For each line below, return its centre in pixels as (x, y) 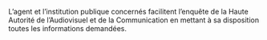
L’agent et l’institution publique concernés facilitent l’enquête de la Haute (128, 12)
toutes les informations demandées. (67, 28)
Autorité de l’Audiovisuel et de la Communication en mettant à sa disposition (133, 20)
